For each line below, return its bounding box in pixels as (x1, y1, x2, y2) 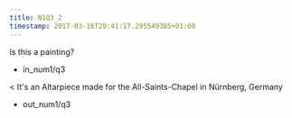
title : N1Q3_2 (9, 13, 63, 23)
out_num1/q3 (22, 98, 71, 109)
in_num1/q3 (22, 64, 66, 75)
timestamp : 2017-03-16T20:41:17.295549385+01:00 (9, 22, 196, 31)
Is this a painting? (9, 46, 75, 57)
